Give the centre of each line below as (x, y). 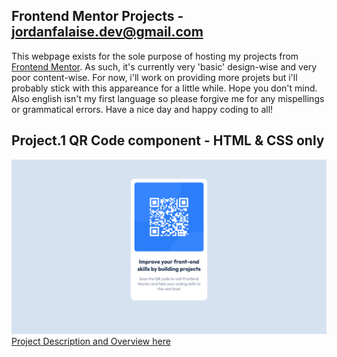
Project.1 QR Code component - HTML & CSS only (168, 140)
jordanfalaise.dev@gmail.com (107, 32)
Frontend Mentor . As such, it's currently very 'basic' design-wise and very (164, 66)
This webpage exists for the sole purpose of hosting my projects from (155, 56)
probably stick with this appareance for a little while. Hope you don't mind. (164, 88)
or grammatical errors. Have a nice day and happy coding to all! (142, 109)
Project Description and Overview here (91, 341)
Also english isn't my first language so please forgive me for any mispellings (168, 98)
